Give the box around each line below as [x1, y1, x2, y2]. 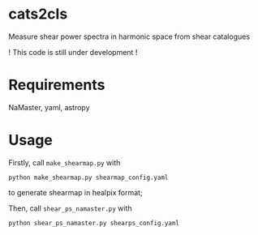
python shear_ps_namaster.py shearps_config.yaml [8, 219, 180, 227]
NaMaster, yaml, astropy [8, 102, 90, 112]
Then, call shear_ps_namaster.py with [8, 203, 132, 213]
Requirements [8, 76, 105, 94]
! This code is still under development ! [8, 47, 138, 57]
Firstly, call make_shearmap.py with [8, 157, 121, 167]
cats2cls [8, 5, 68, 23]
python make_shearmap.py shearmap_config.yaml [8, 173, 169, 182]
